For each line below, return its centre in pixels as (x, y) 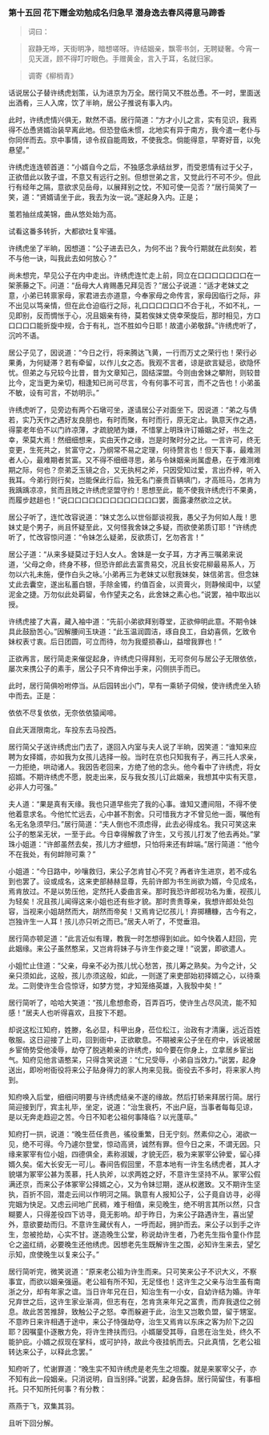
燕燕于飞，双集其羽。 (43, 1406)
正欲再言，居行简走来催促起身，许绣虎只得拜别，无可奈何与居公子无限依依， (134, 659)
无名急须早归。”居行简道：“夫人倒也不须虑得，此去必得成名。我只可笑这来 (136, 824)
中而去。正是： (33, 696)
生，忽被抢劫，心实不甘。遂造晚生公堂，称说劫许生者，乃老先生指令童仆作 (131, 1234)
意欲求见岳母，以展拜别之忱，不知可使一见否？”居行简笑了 (154, 187)
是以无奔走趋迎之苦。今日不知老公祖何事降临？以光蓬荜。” (103, 1117)
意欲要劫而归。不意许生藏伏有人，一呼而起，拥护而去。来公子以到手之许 (141, 1225)
